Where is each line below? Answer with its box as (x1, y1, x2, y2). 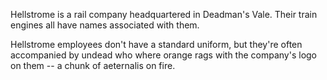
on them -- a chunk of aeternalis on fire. (10, 60, 176, 71)
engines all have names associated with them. (10, 19, 200, 31)
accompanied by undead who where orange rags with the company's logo (10, 49, 317, 61)
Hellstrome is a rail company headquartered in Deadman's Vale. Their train (10, 9, 318, 20)
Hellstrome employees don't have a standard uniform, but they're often (10, 39, 303, 50)
